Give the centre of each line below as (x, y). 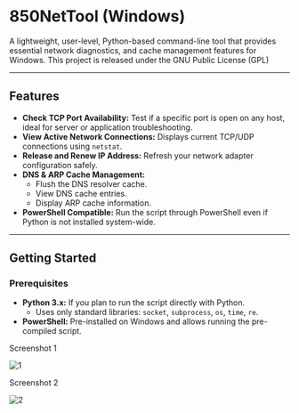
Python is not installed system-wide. (89, 222)
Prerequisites (39, 284)
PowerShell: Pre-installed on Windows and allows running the (136, 321)
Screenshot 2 (34, 383)
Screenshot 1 (33, 348)
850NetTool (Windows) (97, 16)
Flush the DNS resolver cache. (91, 183)
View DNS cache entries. (81, 193)
